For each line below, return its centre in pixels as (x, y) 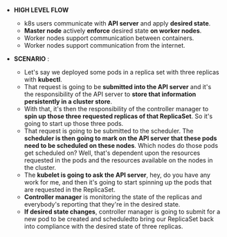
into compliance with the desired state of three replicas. (103, 226)
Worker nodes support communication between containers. (109, 38)
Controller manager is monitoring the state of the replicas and (113, 197)
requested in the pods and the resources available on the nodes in (118, 160)
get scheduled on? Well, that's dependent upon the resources (112, 153)
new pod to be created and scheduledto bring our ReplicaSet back (119, 219)
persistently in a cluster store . (68, 102)
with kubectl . (43, 79)
